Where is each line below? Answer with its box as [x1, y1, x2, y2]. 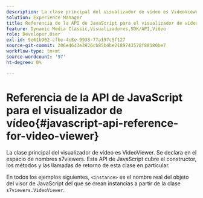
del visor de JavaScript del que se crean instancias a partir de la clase [6, 180, 181, 187]
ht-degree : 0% [6, 59, 42, 65]
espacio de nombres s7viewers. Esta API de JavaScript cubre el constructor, [6, 155, 197, 163]
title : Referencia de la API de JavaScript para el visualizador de [6, 20, 182, 26]
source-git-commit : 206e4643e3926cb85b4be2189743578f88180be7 [6, 43, 166, 49]
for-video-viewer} [6, 129, 100, 142]
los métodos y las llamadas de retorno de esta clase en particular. [6, 162, 170, 169]
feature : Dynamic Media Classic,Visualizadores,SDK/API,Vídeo [6, 25, 166, 32]
